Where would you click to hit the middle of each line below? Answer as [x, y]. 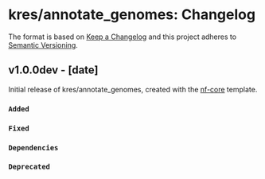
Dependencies [33, 148]
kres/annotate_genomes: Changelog [132, 15]
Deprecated [29, 167]
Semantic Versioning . [43, 45]
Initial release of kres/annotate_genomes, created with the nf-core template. [133, 89]
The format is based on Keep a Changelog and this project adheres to [123, 37]
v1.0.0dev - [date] [53, 70]
